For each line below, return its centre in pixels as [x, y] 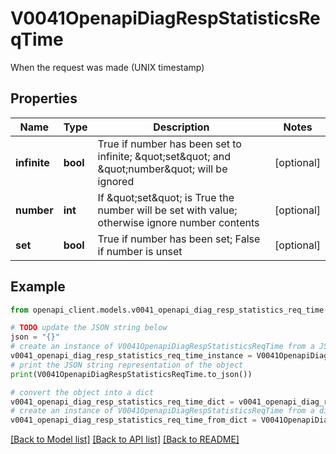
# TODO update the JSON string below [89, 328]
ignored [116, 181]
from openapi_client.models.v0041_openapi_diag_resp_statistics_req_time [167, 310]
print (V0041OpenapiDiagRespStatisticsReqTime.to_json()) [131, 374]
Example [38, 287]
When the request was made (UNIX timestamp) [107, 67]
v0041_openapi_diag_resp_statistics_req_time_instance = [131, 356]
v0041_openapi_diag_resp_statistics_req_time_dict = [122, 402]
